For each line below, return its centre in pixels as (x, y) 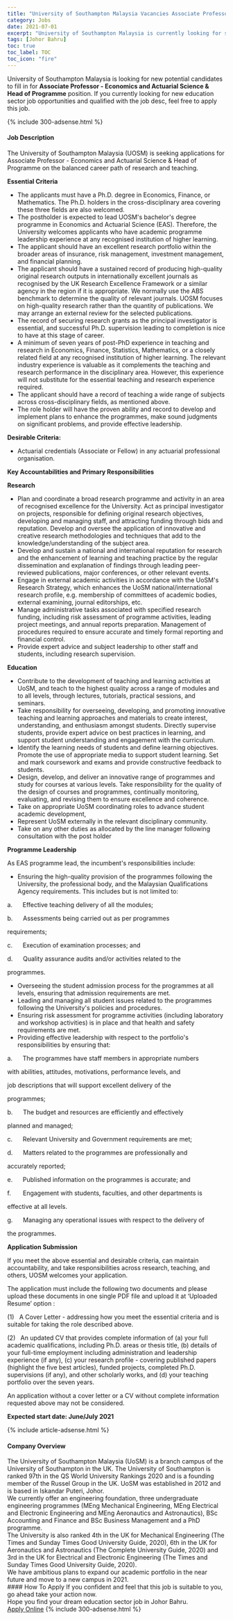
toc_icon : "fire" (32, 59)
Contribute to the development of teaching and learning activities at (114, 681)
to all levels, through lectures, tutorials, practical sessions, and (106, 696)
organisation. (36, 458)
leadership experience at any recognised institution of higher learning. (118, 239)
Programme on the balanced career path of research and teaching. (103, 168)
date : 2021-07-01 (32, 26)
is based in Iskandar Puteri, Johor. (56, 1491)
